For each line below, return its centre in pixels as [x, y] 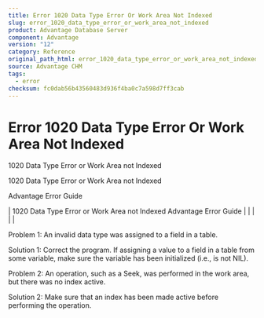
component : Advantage [44, 37]
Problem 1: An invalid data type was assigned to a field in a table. [113, 235]
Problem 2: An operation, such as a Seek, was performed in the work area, [129, 274]
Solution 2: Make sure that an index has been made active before [113, 297]
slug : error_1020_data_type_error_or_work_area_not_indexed [109, 23]
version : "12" [31, 45]
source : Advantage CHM [45, 67]
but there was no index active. [57, 282]
